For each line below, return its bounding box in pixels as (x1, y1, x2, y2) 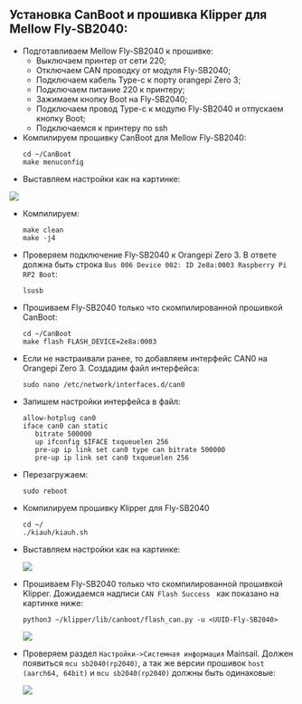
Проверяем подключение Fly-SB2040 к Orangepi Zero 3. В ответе (22, 249, 278, 260)
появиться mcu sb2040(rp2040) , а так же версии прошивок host (22, 657, 265, 669)
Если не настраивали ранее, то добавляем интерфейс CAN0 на (22, 352, 269, 363)
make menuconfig (22, 158, 84, 167)
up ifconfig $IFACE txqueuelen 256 (34, 437, 169, 447)
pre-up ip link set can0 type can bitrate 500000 (34, 445, 226, 454)
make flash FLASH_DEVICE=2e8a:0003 (22, 337, 157, 346)
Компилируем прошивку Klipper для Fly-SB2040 (22, 502, 210, 513)
